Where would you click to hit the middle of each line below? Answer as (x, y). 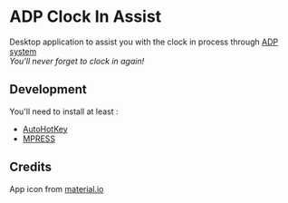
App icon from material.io (57, 188)
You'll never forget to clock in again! (77, 61)
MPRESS (39, 139)
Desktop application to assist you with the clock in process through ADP (144, 42)
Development (48, 89)
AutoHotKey (45, 129)
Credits (31, 167)
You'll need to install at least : (64, 111)
